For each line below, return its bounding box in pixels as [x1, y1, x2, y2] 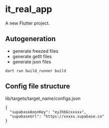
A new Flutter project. [5, 20, 50, 26]
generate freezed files [12, 48, 59, 54]
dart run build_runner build [5, 68, 66, 73]
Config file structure [5, 82, 70, 91]
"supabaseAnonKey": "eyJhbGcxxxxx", [10, 109, 86, 114]
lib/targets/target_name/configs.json [5, 95, 81, 101]
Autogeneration [5, 35, 56, 43]
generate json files [12, 59, 51, 65]
